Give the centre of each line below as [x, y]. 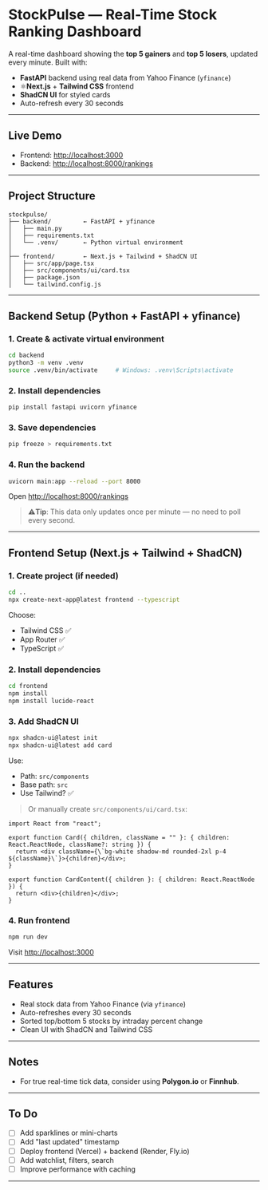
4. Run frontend [39, 920]
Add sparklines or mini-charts [69, 1133]
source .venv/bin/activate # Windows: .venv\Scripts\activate [121, 370]
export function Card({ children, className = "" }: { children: [119, 837]
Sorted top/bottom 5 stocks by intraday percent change [111, 1021]
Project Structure [52, 196]
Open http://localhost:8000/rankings [69, 496]
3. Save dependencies [52, 427]
